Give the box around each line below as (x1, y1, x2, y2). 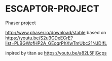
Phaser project (5, 20, 36, 26)
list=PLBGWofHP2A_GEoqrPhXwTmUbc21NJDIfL (5, 40, 107, 46)
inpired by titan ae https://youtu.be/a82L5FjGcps (5, 50, 107, 56)
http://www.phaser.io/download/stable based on (5, 29, 106, 35)
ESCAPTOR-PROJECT (5, 3, 100, 15)
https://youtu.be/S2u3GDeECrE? (5, 35, 73, 41)
